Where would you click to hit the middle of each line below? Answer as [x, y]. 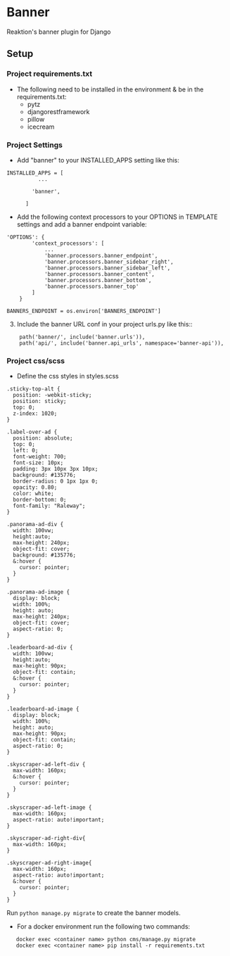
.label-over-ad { [32, 432]
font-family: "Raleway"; [49, 506]
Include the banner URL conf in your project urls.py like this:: [104, 324]
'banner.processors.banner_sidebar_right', [109, 262]
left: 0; [26, 451]
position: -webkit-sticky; [52, 395]
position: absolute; [43, 438]
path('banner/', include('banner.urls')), [82, 337]
